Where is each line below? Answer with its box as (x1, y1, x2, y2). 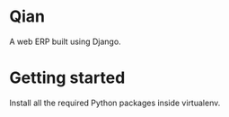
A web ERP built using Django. (9, 36, 121, 47)
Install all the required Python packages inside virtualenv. (9, 97, 221, 108)
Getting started (9, 67, 126, 88)
